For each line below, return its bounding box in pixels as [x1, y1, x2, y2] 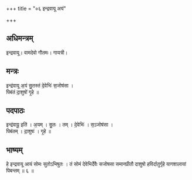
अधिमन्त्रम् [6, 33, 33, 43]
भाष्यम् [6, 145, 23, 155]
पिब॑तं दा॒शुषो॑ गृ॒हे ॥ [6, 88, 39, 95]
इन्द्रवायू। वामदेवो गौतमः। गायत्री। [6, 49, 68, 56]
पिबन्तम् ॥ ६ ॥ [6, 167, 34, 174]
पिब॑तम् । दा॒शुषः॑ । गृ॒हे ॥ [6, 128, 52, 135]
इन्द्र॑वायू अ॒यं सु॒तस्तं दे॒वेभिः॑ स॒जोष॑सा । [6, 82, 74, 89]
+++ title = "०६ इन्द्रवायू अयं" [6, 5, 66, 12]
